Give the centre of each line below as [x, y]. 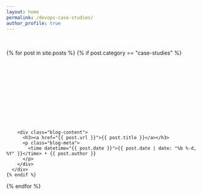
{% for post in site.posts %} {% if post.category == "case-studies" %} [94, 53]
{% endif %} [21, 175]
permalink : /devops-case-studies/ [50, 18]
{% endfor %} [24, 186]
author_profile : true [34, 23]
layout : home [23, 12]
